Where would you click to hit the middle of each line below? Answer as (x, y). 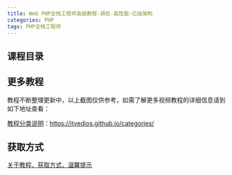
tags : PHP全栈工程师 (34, 26)
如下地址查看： (28, 109)
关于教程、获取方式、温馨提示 (50, 165)
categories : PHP (30, 20)
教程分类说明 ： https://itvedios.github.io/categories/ (81, 123)
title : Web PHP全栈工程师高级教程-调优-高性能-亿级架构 (80, 13)
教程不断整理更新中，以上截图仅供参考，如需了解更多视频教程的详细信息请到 (116, 100)
